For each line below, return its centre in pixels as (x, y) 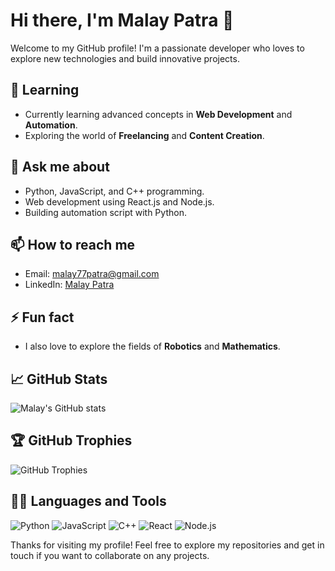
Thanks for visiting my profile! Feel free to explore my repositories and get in (167, 545)
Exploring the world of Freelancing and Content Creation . (144, 135)
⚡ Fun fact (42, 317)
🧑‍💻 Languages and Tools (88, 501)
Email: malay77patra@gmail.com (92, 274)
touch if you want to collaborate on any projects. (110, 555)
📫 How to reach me (73, 244)
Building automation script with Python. (105, 212)
